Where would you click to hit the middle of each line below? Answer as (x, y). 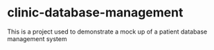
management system (37, 38)
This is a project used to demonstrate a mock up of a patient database (107, 32)
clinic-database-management (95, 13)
